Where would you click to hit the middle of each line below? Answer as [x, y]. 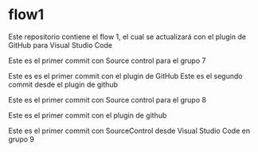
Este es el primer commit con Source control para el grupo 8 [107, 99]
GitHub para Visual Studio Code [61, 45]
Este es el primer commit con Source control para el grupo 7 [107, 60]
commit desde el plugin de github [63, 84]
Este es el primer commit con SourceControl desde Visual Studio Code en [129, 131]
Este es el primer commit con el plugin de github [88, 115]
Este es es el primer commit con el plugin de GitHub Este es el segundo [125, 76]
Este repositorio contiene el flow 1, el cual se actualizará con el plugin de [127, 37]
